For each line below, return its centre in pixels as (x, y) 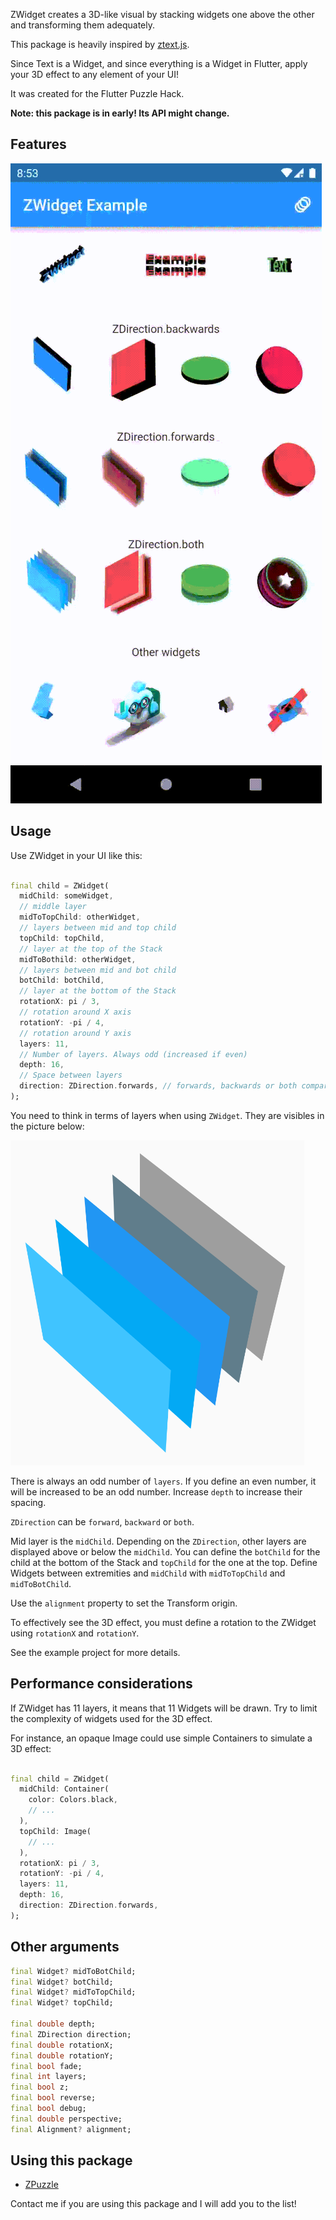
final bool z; (40, 2087)
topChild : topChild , (62, 938)
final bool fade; (46, 2066)
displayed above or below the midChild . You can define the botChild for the (165, 1551)
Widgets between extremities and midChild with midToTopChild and (148, 1573)
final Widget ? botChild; (62, 1982)
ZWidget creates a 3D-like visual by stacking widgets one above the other (162, 14)
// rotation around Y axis (75, 1033)
